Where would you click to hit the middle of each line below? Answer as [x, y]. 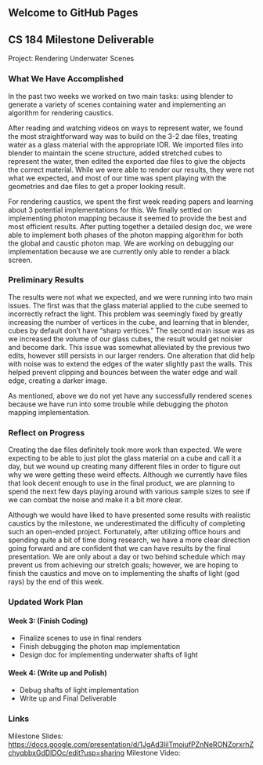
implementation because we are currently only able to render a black [119, 251]
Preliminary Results [46, 280]
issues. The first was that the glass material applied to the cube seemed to [128, 305]
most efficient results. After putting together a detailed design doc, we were [130, 226]
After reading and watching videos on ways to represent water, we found [126, 128]
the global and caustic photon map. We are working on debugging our [121, 243]
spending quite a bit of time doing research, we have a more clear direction [129, 540]
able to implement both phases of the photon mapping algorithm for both [126, 235]
